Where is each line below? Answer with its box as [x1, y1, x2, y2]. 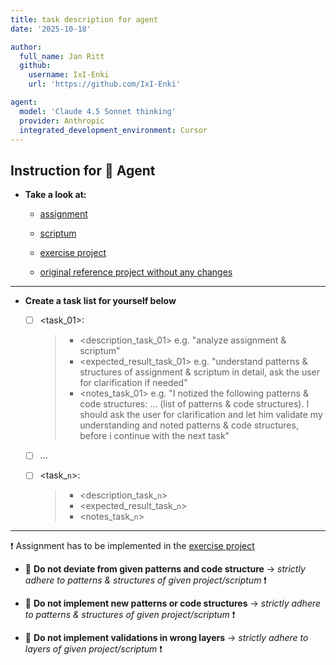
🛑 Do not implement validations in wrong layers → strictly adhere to [24, 632, 309, 644]
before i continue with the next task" [79, 430, 230, 442]
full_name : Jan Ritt [19, 51, 105, 61]
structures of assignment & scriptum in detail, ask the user [79, 366, 321, 378]
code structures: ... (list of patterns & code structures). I [79, 398, 310, 410]
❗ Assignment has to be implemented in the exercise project [10, 540, 255, 552]
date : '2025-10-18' [10, 24, 92, 34]
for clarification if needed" [79, 377, 188, 389]
